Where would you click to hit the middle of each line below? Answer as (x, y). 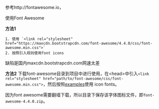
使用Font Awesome (25, 18)
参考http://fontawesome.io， (34, 7)
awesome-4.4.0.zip (24, 101)
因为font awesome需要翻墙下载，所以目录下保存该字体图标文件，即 (74, 95)
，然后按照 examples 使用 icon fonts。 (81, 84)
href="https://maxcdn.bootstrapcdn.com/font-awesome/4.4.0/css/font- (79, 43)
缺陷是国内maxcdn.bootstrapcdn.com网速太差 (53, 63)
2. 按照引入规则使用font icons (35, 53)
